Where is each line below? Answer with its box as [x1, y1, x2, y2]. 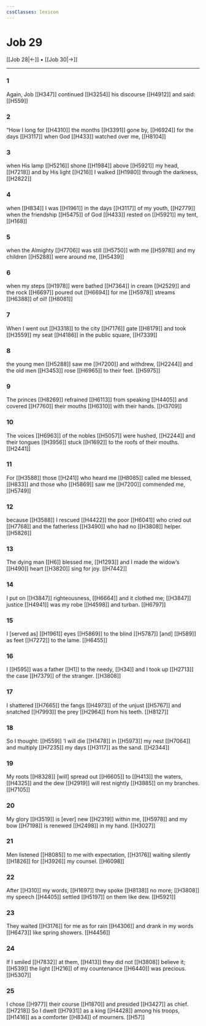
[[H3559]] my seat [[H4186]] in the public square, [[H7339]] [6, 331, 158, 338]
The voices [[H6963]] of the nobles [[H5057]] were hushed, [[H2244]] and [6, 431, 196, 439]
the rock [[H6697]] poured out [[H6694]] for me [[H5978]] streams [6, 289, 175, 296]
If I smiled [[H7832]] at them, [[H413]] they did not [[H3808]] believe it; [6, 958, 186, 965]
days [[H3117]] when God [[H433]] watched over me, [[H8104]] [6, 133, 166, 140]
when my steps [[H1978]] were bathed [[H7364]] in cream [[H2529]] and [6, 283, 191, 290]
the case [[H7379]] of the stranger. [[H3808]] [6, 672, 121, 680]
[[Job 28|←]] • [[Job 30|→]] [6, 56, 78, 63]
